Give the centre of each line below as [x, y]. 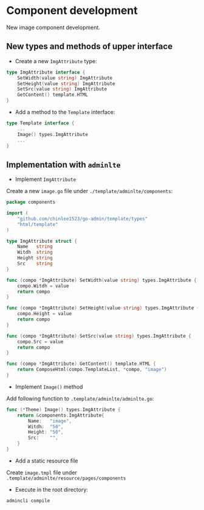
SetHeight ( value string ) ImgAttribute [66, 83]
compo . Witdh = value [43, 286]
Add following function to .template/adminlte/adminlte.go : [80, 398]
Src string [35, 264]
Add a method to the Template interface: [65, 112]
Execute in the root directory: [51, 489]
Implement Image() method [49, 387]
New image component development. [53, 27]
